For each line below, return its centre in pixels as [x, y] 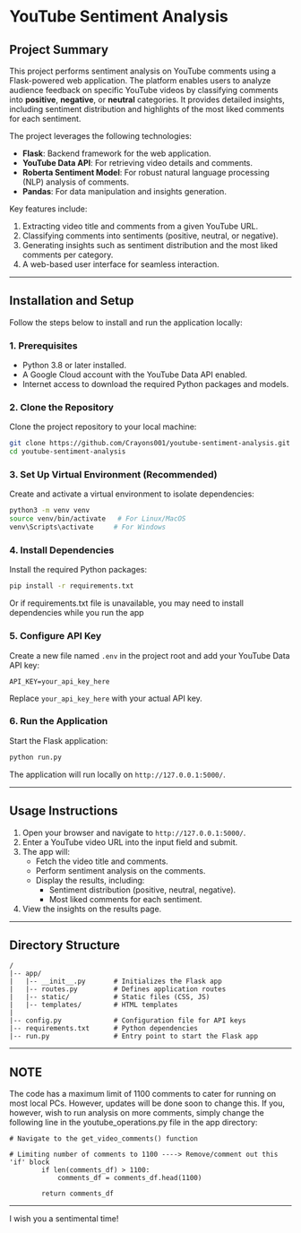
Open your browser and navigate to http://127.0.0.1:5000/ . [134, 832]
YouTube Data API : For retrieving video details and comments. [138, 163]
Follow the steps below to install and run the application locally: [126, 322]
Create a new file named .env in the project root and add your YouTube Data [150, 655]
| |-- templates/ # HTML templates [94, 1005]
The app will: [46, 851]
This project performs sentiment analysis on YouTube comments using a [142, 71]
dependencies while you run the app [77, 613]
